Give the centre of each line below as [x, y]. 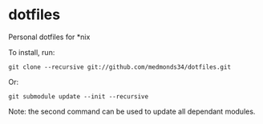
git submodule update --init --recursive [79, 96]
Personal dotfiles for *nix [49, 37]
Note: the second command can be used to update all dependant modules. [132, 111]
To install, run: [32, 52]
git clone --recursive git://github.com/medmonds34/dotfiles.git [119, 67]
